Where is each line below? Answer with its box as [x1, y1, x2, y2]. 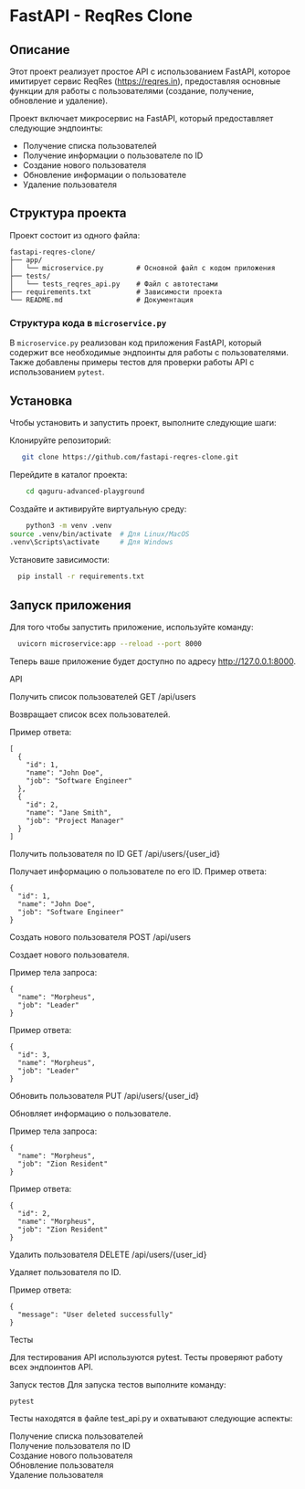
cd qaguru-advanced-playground [26, 486, 145, 496]
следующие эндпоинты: [9, 122, 103, 133]
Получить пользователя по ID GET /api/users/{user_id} [9, 848, 221, 859]
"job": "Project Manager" [26, 816, 125, 825]
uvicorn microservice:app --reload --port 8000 [17, 639, 203, 649]
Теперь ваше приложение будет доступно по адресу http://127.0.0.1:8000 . [9, 655, 297, 667]
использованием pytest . [9, 366, 105, 377]
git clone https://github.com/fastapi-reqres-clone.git [21, 452, 239, 461]
